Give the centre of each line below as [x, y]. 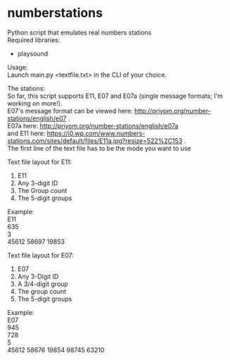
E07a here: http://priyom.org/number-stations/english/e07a [93, 125]
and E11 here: [26, 133]
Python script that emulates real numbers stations [79, 32]
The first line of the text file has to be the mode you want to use [99, 148]
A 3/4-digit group [43, 284]
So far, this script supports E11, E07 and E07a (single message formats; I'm [115, 96]
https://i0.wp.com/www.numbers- [96, 133]
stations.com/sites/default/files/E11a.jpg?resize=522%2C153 [95, 141]
